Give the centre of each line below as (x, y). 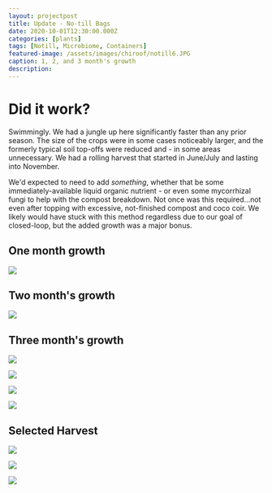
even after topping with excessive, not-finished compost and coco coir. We (134, 207)
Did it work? (50, 109)
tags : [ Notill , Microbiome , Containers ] (78, 46)
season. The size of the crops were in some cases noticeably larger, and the (136, 140)
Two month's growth (62, 295)
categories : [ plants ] (45, 39)
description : (30, 69)
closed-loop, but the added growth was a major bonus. (100, 225)
